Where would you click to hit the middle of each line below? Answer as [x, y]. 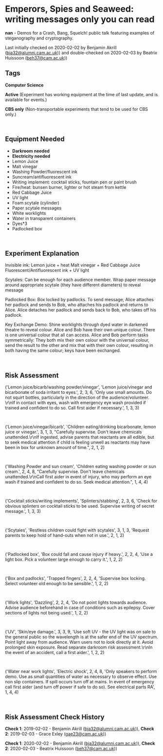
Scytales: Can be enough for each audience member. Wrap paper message [81, 280]
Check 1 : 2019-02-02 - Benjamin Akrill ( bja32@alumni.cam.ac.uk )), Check [80, 729]
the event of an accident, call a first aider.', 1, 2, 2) [55, 653]
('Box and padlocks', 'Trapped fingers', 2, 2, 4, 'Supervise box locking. [75, 578]
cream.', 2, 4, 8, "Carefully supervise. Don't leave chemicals [65, 471]
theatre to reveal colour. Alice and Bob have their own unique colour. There [80, 330]
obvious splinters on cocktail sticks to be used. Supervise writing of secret [80, 506]
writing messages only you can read [80, 19]
